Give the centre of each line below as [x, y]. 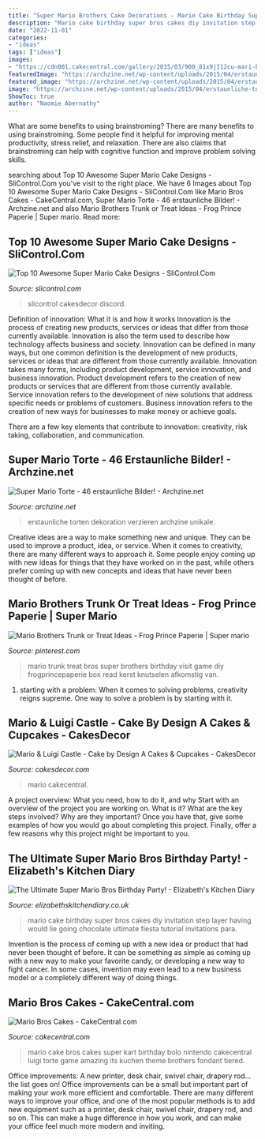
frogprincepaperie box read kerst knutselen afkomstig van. [123, 674]
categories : [28, 38]
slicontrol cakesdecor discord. [77, 303]
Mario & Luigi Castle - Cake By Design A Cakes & [129, 722]
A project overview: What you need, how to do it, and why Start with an [124, 800]
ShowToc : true [32, 96]
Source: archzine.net [42, 506]
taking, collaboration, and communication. [77, 434]
